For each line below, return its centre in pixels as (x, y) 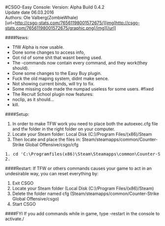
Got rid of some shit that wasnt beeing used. (57, 58)
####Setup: (17, 114)
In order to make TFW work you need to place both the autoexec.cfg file (85, 124)
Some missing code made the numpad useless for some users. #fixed (83, 89)
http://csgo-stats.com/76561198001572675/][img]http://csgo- (77, 23)
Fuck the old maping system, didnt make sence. (61, 79)
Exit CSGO (23, 183)
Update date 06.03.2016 (29, 12)
